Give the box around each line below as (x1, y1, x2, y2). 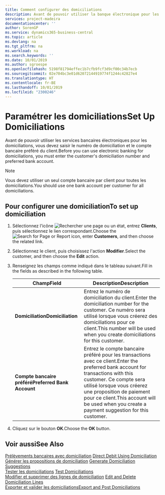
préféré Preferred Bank (14, 379, 69, 386)
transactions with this (83, 370, 134, 377)
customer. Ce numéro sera (83, 307, 146, 313)
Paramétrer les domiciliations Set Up (5, 111, 155, 122)
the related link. (12, 239, 44, 245)
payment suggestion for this (83, 407, 149, 414)
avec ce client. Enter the (83, 358, 138, 365)
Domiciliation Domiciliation (14, 313, 78, 320)
